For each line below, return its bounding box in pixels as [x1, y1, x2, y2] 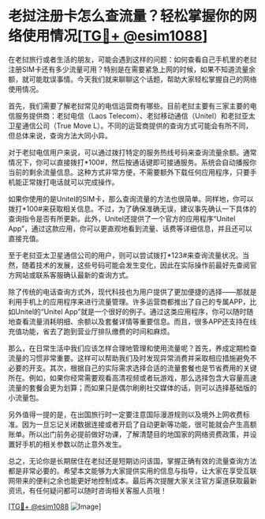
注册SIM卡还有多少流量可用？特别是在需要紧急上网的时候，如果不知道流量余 [8, 64, 256, 74]
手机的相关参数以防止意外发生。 [21, 439, 126, 449]
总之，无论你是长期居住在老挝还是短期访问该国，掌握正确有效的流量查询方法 [8, 456, 257, 465]
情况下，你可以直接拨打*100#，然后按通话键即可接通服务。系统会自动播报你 [8, 157, 257, 167]
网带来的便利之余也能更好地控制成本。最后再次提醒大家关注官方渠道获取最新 [8, 475, 257, 485]
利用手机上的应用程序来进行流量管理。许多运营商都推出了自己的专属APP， [8, 297, 250, 306]
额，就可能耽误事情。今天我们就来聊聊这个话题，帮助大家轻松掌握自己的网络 [8, 74, 257, 84]
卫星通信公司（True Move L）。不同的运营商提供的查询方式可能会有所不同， [8, 120, 253, 131]
